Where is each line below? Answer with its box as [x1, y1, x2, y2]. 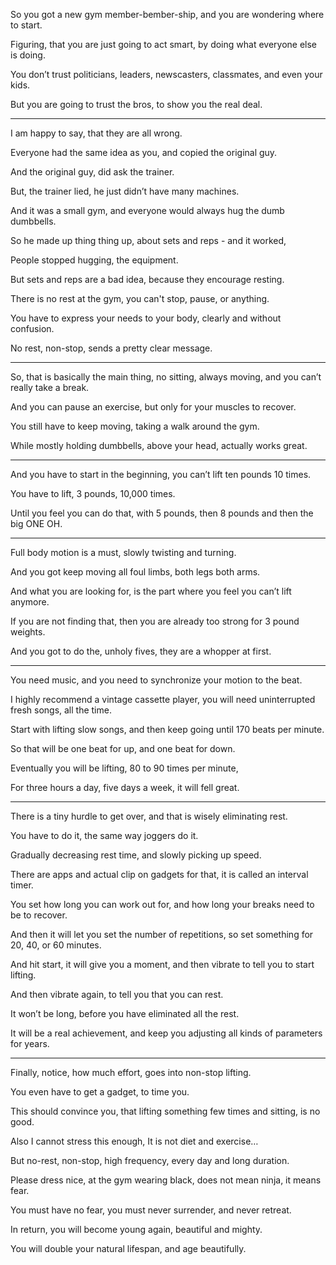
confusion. [10, 323, 55, 334]
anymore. [10, 596, 50, 608]
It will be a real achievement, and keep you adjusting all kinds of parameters [10, 1027, 323, 1039]
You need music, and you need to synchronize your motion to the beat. [10, 674, 303, 686]
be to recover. [10, 909, 68, 921]
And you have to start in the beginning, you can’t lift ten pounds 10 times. [10, 469, 312, 480]
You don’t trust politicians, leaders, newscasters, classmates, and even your [10, 69, 323, 80]
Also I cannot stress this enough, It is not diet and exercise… [10, 1135, 259, 1147]
